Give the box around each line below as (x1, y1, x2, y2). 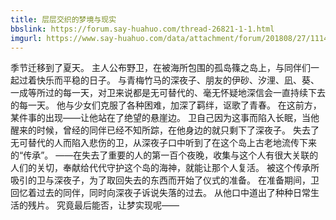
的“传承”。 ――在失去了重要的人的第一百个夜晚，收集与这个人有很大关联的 (10, 149, 319, 161)
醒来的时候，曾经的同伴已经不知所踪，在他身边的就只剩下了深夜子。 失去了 (10, 124, 320, 136)
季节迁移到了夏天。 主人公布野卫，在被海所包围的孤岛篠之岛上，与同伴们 (10, 62, 311, 74)
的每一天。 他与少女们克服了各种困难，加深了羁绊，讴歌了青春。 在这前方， (10, 99, 322, 111)
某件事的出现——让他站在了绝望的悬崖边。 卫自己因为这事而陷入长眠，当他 (10, 112, 320, 124)
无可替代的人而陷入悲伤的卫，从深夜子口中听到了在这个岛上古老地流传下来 (10, 137, 317, 149)
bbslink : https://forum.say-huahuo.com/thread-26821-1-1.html (10, 24, 275, 34)
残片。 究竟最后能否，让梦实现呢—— (27, 199, 180, 211)
